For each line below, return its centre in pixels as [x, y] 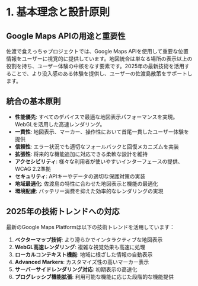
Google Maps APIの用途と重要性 [66, 36]
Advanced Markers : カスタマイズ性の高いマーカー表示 [82, 262]
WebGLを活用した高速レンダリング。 [60, 124]
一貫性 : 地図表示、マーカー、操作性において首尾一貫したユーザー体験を [102, 132]
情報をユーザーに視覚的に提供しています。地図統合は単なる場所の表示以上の [99, 59]
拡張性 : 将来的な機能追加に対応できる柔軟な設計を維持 [81, 154]
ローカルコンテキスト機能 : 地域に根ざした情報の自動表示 [84, 254]
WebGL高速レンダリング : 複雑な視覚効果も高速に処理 [80, 247]
